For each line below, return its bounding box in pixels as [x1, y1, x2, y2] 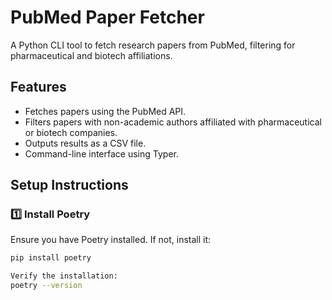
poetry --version [10, 281, 83, 291]
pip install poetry [10, 253, 92, 263]
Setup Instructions [10, 177, 129, 194]
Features [10, 79, 67, 96]
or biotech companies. [24, 126, 118, 138]
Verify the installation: [10, 271, 118, 281]
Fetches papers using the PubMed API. [24, 105, 187, 117]
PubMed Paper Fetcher [10, 6, 205, 29]
